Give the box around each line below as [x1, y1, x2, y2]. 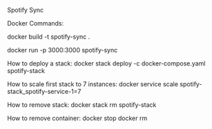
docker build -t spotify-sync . [7, 32, 90, 41]
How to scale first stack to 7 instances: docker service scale [7, 80, 178, 88]
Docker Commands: [7, 19, 64, 27]
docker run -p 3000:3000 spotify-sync [7, 46, 118, 54]
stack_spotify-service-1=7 [7, 88, 81, 95]
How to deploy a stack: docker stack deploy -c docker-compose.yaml [7, 59, 206, 68]
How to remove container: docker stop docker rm [7, 114, 148, 122]
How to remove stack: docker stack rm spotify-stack [7, 101, 157, 109]
